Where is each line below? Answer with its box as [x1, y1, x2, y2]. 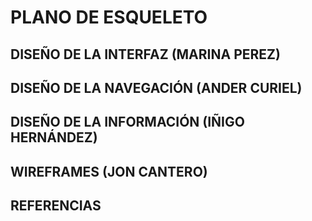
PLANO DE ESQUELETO [10, 6, 208, 29]
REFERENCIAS [10, 197, 102, 215]
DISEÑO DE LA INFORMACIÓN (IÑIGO [10, 114, 245, 131]
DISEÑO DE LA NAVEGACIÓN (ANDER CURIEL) [10, 79, 303, 96]
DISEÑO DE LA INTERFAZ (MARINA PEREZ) [10, 46, 281, 63]
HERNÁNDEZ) [10, 129, 98, 146]
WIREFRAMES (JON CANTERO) [10, 163, 208, 180]
